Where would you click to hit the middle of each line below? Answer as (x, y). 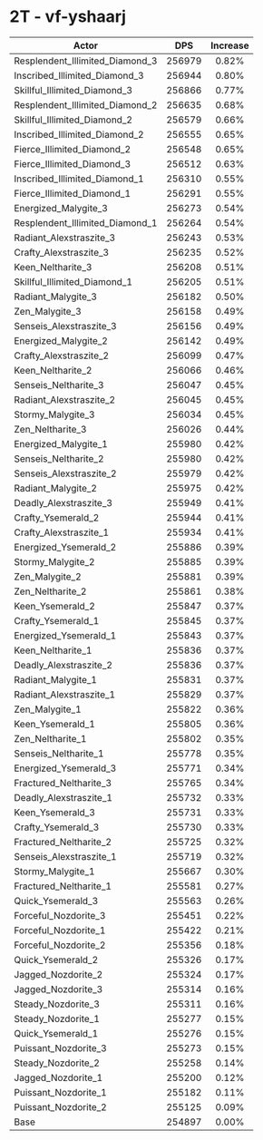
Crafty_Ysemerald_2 (57, 517)
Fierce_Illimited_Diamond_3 (73, 163)
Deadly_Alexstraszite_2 (63, 665)
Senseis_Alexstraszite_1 (65, 856)
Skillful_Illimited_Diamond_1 (73, 281)
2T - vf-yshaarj (68, 17)
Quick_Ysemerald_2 (56, 960)
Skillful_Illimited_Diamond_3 (73, 90)
